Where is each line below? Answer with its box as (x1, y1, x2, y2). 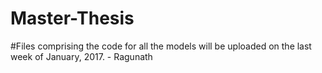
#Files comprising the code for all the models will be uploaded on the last (10, 40, 312, 52)
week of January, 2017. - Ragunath (10, 50, 153, 62)
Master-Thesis (10, 7, 135, 30)
